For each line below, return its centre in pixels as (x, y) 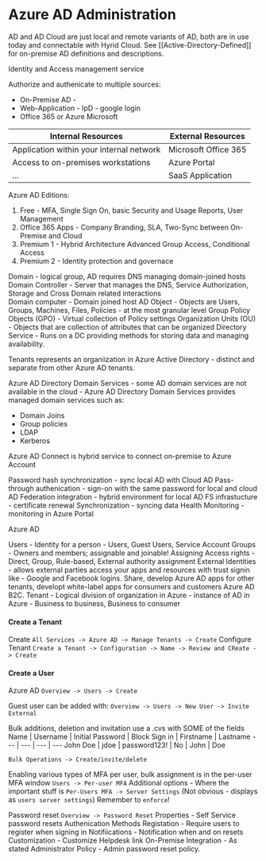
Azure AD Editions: (39, 195)
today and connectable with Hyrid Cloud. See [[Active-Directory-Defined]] (130, 44)
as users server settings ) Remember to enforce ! (89, 800)
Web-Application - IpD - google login (80, 108)
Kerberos (35, 440)
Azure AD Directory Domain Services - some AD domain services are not (127, 383)
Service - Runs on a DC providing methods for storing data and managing (129, 335)
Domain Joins (42, 415)
